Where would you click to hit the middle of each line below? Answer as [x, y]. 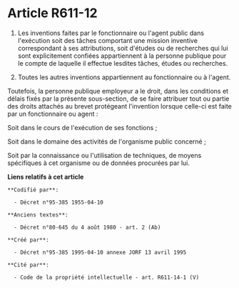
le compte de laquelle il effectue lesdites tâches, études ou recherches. [123, 63]
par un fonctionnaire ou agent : [53, 114]
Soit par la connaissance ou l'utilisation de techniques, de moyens [105, 155]
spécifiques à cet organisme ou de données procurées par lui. [99, 163]
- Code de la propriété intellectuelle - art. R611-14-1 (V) [107, 277]
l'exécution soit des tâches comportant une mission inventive [108, 40]
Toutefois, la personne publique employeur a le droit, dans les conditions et [118, 91]
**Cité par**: [29, 265]
